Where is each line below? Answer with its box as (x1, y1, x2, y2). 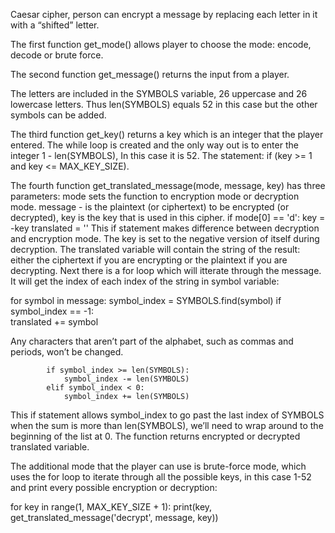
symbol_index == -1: (10, 305, 95, 317)
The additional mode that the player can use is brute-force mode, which (10, 460, 307, 472)
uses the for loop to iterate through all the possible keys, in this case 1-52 (10, 471, 312, 483)
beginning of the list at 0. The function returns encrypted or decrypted (10, 430, 301, 442)
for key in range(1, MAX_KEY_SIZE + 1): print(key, (10, 501, 213, 513)
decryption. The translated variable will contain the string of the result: (10, 244, 301, 255)
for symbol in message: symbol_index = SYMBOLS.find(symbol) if (10, 295, 282, 306)
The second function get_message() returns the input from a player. (10, 69, 290, 80)
